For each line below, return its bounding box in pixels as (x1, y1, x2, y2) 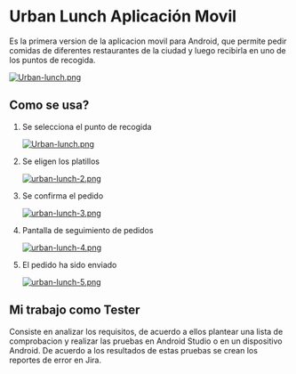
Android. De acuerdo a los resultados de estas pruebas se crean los (9, 345, 258, 355)
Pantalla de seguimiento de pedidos (21, 224, 154, 235)
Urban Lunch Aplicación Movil (9, 6, 237, 27)
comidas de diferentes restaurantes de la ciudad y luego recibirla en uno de (9, 45, 286, 55)
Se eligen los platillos (21, 156, 100, 167)
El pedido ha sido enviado (21, 259, 117, 270)
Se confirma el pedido (21, 190, 104, 201)
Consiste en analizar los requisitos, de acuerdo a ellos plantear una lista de (9, 326, 284, 337)
